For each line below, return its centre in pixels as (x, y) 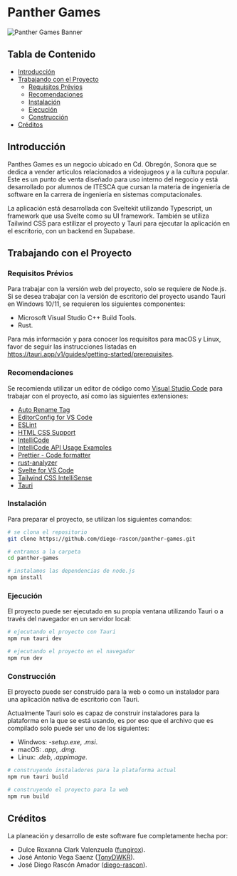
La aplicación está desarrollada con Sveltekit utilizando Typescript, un (110, 208)
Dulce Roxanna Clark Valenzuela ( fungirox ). (81, 849)
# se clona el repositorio (47, 532)
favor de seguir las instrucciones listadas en (72, 347)
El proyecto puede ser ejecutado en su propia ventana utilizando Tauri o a (116, 611)
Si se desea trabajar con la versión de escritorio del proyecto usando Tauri (116, 297)
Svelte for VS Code (46, 470)
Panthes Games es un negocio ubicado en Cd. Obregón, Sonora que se (112, 164)
